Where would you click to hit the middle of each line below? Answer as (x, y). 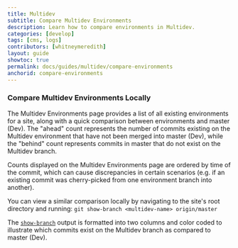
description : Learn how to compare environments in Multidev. (101, 27)
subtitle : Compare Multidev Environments (70, 21)
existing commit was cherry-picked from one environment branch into (110, 180)
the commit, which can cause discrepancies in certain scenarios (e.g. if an (116, 172)
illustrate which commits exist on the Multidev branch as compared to (109, 230)
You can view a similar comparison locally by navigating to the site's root (114, 201)
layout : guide (28, 54)
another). (21, 187)
